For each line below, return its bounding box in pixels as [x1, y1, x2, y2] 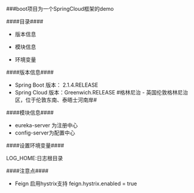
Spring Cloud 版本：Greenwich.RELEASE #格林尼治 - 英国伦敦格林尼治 [14, 89, 188, 96]
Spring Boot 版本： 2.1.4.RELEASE [14, 81, 98, 88]
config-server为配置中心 [14, 129, 76, 136]
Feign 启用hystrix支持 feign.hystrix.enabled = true [14, 180, 137, 187]
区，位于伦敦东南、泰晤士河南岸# [14, 96, 97, 103]
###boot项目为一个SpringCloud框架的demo [6, 5, 115, 12]
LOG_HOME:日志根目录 [6, 155, 63, 161]
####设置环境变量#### [6, 142, 64, 149]
